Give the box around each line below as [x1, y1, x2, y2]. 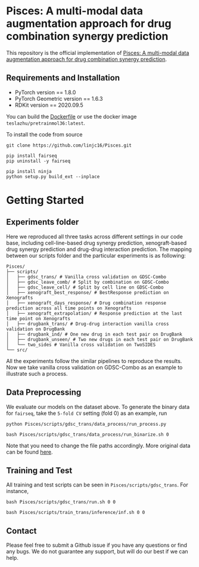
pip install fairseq [6, 153, 58, 159]
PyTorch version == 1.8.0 [14, 88, 76, 96]
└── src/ [6, 347, 28, 353]
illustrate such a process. [6, 370, 68, 377]
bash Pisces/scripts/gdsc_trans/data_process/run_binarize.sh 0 [6, 431, 169, 438]
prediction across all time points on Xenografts [6, 305, 132, 311]
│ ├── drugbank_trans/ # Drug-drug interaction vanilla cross [6, 321, 169, 327]
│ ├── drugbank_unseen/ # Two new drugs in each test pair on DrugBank [6, 336, 194, 342]
